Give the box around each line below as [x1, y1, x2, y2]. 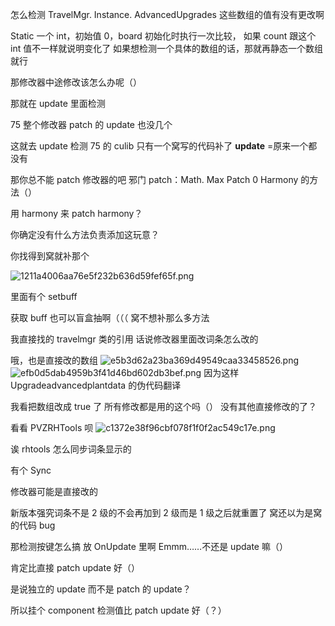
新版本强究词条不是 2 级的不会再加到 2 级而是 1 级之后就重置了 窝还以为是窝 [10, 507, 323, 518]
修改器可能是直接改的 [10, 486, 98, 497]
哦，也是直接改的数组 [10, 354, 98, 366]
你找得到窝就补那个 [10, 250, 90, 262]
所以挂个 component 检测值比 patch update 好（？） [10, 604, 227, 616]
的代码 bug [10, 519, 56, 531]
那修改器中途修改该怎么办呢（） [10, 76, 142, 88]
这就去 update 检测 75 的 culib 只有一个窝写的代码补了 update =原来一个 [10, 140, 309, 152]
